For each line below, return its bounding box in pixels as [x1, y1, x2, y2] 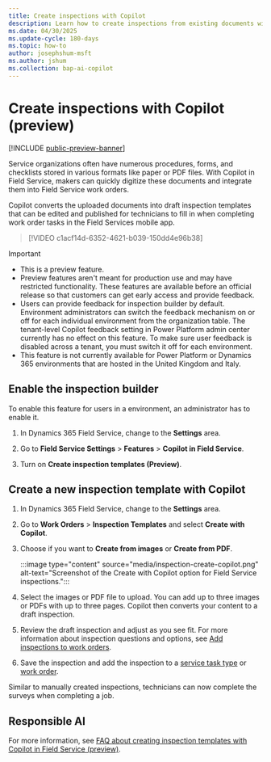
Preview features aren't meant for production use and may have [19, 272, 232, 283]
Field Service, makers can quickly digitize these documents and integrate [8, 175, 252, 186]
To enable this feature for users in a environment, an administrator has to [8, 403, 251, 413]
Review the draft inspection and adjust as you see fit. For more [19, 625, 228, 635]
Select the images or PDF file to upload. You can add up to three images [19, 592, 260, 602]
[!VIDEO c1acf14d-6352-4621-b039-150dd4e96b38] [27, 233, 203, 242]
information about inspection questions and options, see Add [19, 634, 223, 643]
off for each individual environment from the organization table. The [19, 316, 246, 326]
